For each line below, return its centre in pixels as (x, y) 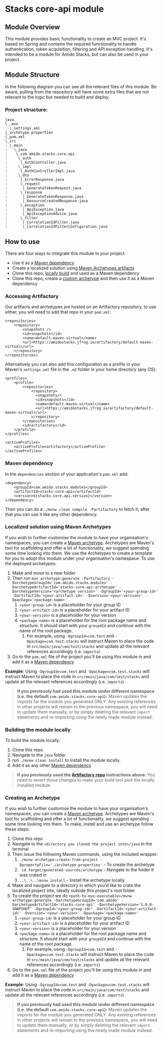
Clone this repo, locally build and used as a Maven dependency (76, 273)
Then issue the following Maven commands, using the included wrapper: (85, 854)
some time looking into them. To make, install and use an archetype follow (79, 824)
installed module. (34, 785)
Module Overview (33, 27)
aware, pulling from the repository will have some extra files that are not (77, 92)
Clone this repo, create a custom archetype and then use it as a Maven (83, 278)
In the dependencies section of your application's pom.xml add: (67, 474)
